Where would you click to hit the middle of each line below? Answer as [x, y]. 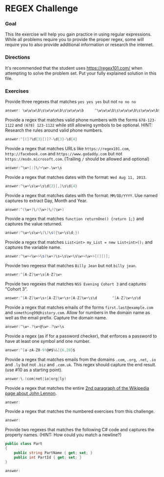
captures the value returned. [34, 224]
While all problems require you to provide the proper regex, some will [74, 40]
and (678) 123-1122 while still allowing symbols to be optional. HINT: [84, 125]
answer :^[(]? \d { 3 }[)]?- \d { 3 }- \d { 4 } [41, 139]
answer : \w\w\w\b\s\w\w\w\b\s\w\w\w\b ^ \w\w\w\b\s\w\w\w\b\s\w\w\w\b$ [83, 111]
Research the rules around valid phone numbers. [54, 130]
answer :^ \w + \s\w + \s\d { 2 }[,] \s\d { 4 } [41, 186]
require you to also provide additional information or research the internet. [79, 45]
